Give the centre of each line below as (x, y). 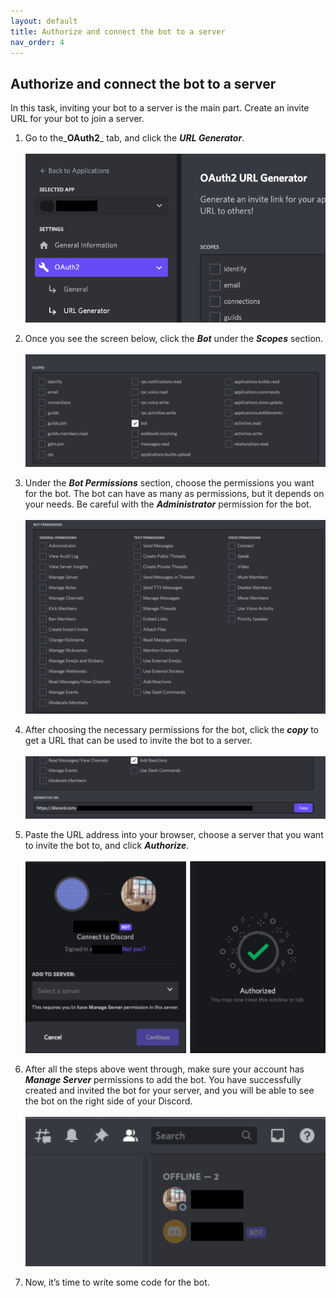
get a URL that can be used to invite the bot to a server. (138, 741)
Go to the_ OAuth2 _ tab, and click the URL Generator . (134, 138)
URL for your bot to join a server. (77, 119)
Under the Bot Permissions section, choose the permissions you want (169, 482)
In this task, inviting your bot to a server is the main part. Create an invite (160, 108)
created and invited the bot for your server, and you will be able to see (169, 1091)
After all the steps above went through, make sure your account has (164, 1069)
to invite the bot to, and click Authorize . (107, 846)
